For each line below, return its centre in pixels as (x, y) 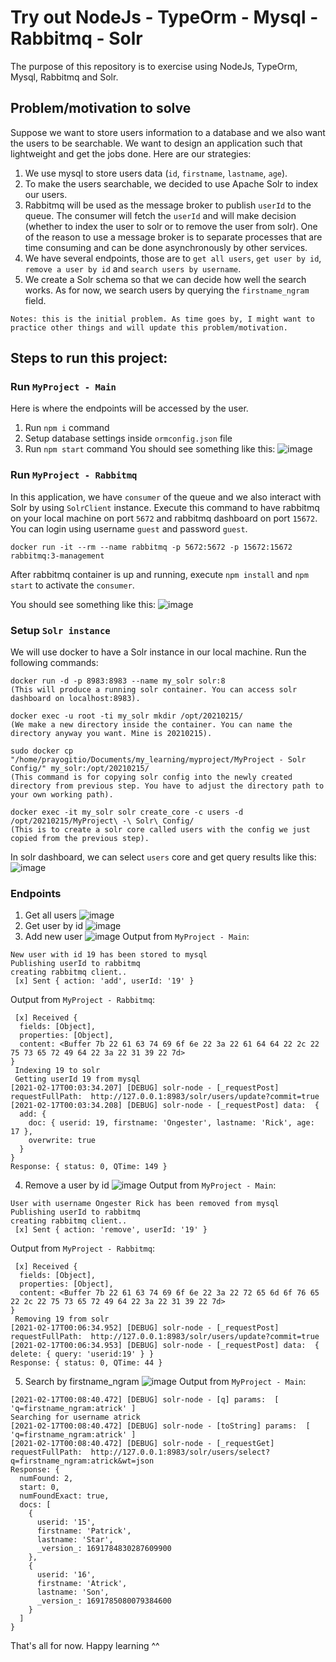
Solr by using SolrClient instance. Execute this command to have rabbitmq (165, 507)
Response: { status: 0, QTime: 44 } (86, 1363)
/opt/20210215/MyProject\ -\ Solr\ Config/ (102, 821)
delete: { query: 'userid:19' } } (82, 1354)
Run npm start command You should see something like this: (150, 449)
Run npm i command (67, 428)
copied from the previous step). (80, 839)
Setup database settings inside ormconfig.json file (128, 438)
